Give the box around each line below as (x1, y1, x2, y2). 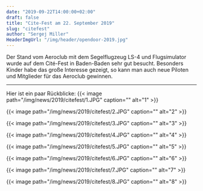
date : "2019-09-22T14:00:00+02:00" (6, 8, 96, 15)
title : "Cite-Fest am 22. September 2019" (6, 20, 115, 26)
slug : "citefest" (6, 25, 50, 32)
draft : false (6, 14, 39, 20)
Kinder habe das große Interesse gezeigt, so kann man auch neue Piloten (6, 66, 189, 73)
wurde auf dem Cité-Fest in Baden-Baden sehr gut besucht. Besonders (6, 60, 184, 67)
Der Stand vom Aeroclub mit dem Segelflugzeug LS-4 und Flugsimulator (6, 54, 187, 60)
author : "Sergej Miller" (6, 31, 69, 37)
